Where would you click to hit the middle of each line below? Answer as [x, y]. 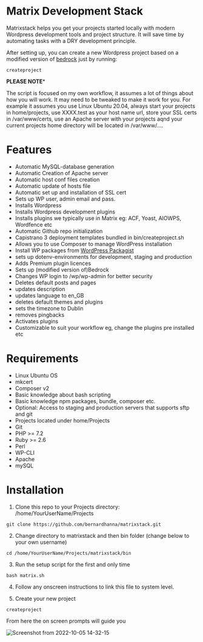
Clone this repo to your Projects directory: [67, 507]
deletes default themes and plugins [59, 302]
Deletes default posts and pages [55, 283]
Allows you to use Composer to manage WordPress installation [94, 244]
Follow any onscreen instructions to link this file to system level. [95, 587]
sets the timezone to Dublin [49, 308]
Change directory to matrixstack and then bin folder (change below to [102, 535]
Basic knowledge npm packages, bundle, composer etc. [85, 401]
